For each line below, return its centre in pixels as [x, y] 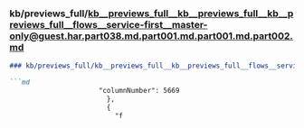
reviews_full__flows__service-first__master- [109, 24]
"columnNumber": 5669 [139, 91]
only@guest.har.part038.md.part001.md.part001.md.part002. [152, 36]
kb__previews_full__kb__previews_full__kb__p [190, 14]
